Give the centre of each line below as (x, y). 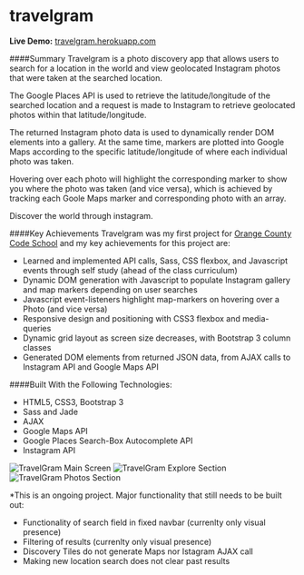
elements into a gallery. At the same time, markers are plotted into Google (147, 142)
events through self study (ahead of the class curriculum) (130, 270)
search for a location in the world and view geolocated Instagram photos (145, 68)
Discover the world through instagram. (81, 215)
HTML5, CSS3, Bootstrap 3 (73, 402)
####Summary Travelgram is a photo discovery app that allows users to (144, 58)
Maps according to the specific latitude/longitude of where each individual (148, 152)
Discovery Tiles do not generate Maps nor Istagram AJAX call (138, 551)
